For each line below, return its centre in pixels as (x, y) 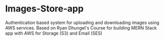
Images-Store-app (44, 9)
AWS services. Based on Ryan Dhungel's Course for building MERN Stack (81, 27)
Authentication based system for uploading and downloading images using (82, 22)
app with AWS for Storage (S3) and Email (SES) (54, 33)
